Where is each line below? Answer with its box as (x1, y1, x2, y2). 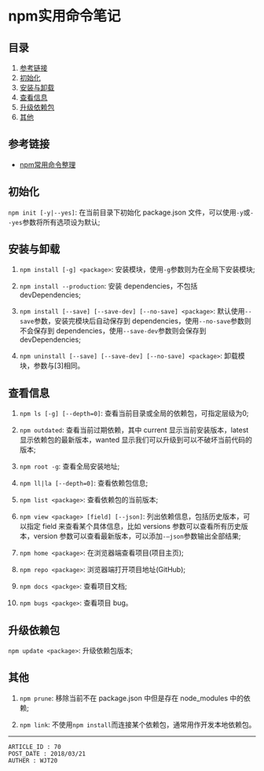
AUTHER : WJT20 (8, 756, 58, 765)
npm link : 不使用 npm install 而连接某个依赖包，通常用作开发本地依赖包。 (19, 720, 256, 729)
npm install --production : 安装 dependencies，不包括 (19, 281, 198, 291)
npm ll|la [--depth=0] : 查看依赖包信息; (19, 479, 148, 488)
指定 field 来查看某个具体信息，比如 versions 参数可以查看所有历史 (26, 522, 242, 531)
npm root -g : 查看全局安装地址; (19, 461, 120, 472)
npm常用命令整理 (19, 160, 76, 169)
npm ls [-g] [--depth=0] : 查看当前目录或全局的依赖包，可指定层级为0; (19, 409, 249, 418)
